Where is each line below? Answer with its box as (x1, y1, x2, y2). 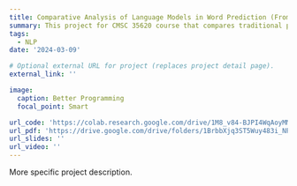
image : (9, 86, 34, 94)
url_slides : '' (9, 134, 65, 144)
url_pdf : (9, 126, 42, 135)
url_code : (9, 118, 46, 127)
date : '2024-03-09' (9, 46, 81, 55)
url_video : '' (9, 143, 62, 152)
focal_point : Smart (17, 102, 89, 111)
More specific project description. (9, 167, 133, 177)
